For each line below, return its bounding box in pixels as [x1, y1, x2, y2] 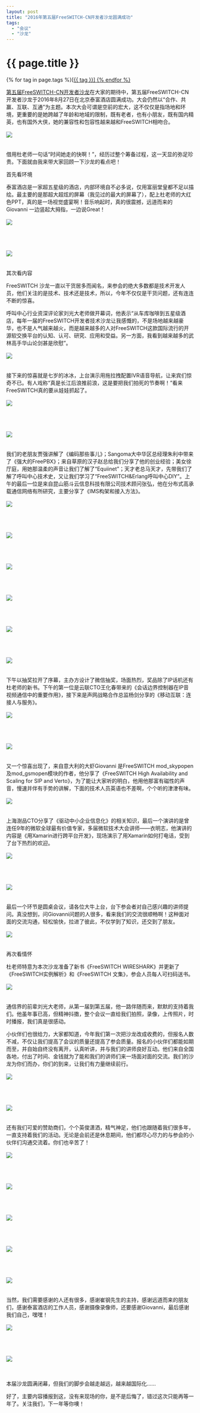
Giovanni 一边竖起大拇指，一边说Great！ [6, 206, 105, 213]
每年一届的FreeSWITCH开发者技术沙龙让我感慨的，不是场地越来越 [16, 317, 179, 325]
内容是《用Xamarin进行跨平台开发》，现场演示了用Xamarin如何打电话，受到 [6, 832, 190, 839]
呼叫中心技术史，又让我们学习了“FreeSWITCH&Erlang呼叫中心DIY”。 [16, 473, 185, 480]
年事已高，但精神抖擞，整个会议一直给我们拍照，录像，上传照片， [26, 1010, 189, 1017]
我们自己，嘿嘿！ [6, 1311, 48, 1318]
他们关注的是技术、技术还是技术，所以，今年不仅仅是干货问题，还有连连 [16, 290, 194, 297]
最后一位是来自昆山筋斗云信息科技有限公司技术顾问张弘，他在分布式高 [16, 480, 189, 487]
